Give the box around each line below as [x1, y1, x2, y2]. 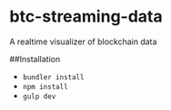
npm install [22, 82, 68, 91]
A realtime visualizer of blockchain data [9, 36, 157, 47]
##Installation [9, 53, 61, 64]
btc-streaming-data [9, 6, 163, 27]
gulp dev [22, 92, 56, 101]
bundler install [22, 72, 85, 82]
